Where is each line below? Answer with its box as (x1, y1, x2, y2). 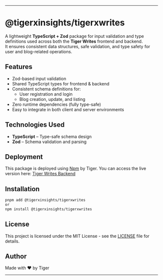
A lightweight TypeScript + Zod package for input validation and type (5, 33, 144, 39)
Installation (5, 185, 40, 193)
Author (5, 252, 27, 261)
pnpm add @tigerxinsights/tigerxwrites (5, 198, 86, 203)
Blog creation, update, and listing (19, 96, 86, 102)
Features (5, 63, 33, 71)
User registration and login (19, 91, 73, 97)
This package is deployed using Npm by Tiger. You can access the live (5, 165, 147, 171)
